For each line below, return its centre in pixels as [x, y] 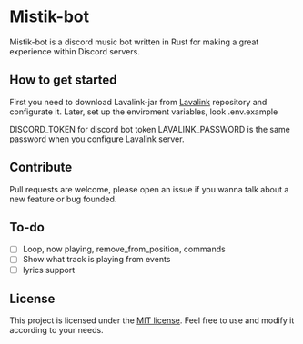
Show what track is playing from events [96, 260]
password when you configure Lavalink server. [97, 139]
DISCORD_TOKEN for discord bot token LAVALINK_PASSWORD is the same [150, 129]
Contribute [41, 167]
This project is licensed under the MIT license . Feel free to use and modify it [152, 320]
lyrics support [49, 270]
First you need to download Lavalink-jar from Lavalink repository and [138, 102]
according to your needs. [56, 330]
